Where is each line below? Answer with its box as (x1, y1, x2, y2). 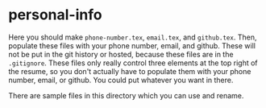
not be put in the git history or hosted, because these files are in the (8, 49, 234, 59)
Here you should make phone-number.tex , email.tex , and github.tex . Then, (8, 32, 257, 42)
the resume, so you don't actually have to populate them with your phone (8, 66, 251, 76)
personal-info (8, 6, 102, 24)
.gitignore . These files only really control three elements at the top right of (8, 58, 258, 68)
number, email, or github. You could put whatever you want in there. (8, 75, 234, 85)
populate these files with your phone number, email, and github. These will (8, 40, 256, 50)
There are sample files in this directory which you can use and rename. (8, 90, 244, 100)
